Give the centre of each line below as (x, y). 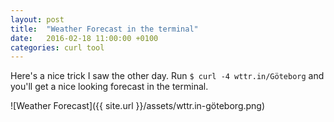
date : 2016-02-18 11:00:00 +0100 (84, 38)
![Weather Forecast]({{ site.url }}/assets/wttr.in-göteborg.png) (138, 106)
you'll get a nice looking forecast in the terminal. (109, 87)
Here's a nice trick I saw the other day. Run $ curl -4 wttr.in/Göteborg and (167, 76)
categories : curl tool (57, 47)
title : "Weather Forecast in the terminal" (104, 29)
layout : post (37, 19)
